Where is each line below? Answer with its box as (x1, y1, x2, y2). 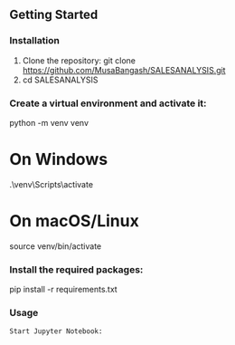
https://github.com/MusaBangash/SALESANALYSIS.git (22, 64, 226, 75)
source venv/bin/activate (9, 240, 102, 252)
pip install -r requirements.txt (9, 284, 117, 295)
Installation (9, 34, 61, 47)
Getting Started (9, 7, 99, 23)
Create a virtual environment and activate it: (9, 97, 207, 110)
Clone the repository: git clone (22, 54, 136, 66)
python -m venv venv (9, 117, 89, 128)
